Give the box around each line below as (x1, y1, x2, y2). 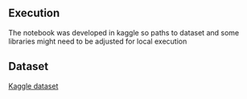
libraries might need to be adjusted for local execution (8, 36, 187, 46)
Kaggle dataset (8, 80, 59, 91)
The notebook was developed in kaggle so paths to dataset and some (8, 27, 240, 37)
